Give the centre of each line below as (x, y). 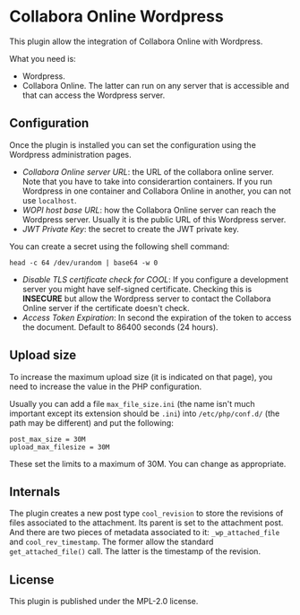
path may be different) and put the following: (92, 422)
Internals (35, 492)
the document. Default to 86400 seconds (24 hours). (120, 327)
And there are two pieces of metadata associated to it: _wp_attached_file (145, 533)
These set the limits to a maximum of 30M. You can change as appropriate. (148, 463)
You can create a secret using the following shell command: (120, 246)
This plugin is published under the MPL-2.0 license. (104, 602)
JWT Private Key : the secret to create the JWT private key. (131, 229)
